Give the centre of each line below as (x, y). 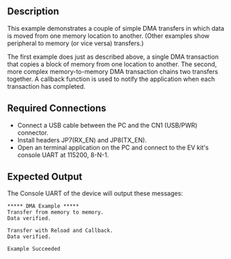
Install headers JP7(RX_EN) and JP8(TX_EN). (82, 140)
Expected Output (45, 177)
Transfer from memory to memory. (56, 212)
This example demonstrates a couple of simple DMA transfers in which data (116, 28)
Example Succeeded (34, 249)
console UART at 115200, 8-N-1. (63, 155)
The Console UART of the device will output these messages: (95, 193)
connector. (33, 133)
